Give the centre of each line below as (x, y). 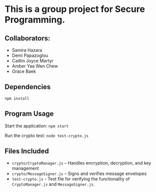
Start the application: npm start (37, 126)
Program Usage (29, 114)
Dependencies (28, 87)
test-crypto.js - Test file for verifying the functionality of (71, 179)
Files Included (27, 151)
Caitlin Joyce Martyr (33, 61)
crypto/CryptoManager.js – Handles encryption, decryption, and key (81, 163)
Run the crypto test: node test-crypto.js (47, 135)
